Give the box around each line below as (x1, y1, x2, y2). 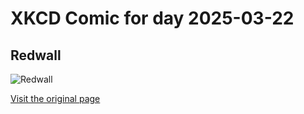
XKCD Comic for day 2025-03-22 (10, 7, 295, 30)
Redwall (10, 47, 62, 64)
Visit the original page (10, 93, 101, 104)
